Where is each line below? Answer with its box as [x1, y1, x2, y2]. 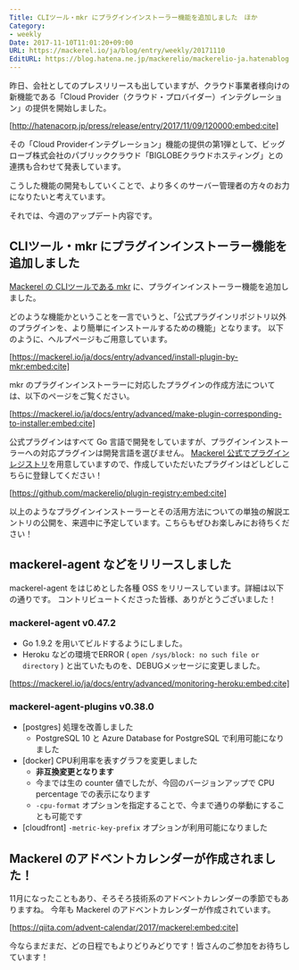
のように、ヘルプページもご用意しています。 [9, 333, 172, 344]
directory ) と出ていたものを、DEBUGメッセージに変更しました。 [21, 660, 265, 671]
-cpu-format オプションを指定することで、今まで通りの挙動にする [35, 800, 278, 811]
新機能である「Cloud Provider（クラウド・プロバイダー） [9, 91, 220, 102]
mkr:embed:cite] [9, 361, 70, 372]
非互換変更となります [35, 766, 114, 777]
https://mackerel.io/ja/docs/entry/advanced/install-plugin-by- [12, 351, 239, 362]
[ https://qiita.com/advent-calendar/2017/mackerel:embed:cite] [9, 922, 239, 933]
